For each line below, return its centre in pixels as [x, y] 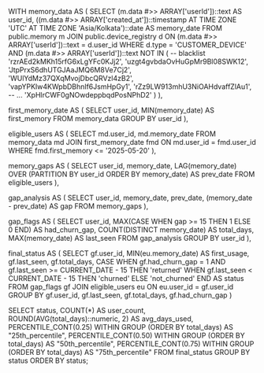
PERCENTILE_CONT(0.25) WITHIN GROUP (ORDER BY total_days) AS [121, 327]
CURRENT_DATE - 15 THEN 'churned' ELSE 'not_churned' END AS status [126, 278]
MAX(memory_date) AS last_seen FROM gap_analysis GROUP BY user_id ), [130, 238]
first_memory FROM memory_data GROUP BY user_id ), [99, 118]
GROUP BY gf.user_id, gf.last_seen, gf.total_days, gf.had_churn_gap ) [120, 295]
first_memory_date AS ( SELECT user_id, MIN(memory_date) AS [112, 110]
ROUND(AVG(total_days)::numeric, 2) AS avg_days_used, [101, 319]
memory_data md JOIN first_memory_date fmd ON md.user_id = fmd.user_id [132, 142]
